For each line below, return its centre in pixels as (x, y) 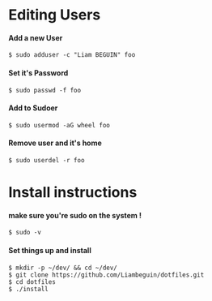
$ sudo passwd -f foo (45, 90)
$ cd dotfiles (32, 282)
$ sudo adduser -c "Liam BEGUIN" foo (72, 55)
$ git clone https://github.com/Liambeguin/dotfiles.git (106, 275)
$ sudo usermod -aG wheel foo (59, 125)
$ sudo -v (25, 233)
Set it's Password (38, 73)
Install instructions (73, 193)
